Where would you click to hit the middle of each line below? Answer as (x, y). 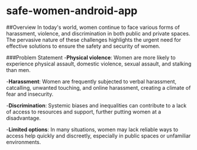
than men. (18, 70)
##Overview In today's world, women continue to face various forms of (93, 27)
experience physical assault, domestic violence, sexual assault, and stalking (99, 64)
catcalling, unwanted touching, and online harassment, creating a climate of (98, 87)
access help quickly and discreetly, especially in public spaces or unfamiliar (98, 136)
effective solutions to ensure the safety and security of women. (83, 46)
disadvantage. (24, 118)
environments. (24, 142)
